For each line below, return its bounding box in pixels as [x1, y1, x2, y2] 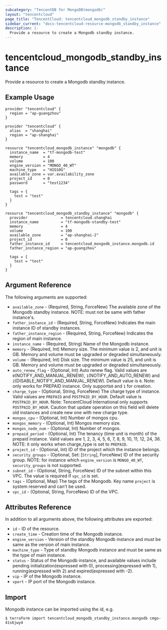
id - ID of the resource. [12, 526, 60, 532]
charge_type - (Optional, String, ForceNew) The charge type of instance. [12, 388, 161, 394]
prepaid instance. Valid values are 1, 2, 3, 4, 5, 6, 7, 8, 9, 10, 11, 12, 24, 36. [12, 436, 162, 442]
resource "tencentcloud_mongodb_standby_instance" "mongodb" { [5, 211, 139, 216]
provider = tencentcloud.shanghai [9, 215, 112, 220]
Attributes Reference [5, 503, 72, 511]
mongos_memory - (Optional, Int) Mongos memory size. [12, 420, 121, 426]
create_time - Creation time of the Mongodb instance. [12, 531, 123, 537]
